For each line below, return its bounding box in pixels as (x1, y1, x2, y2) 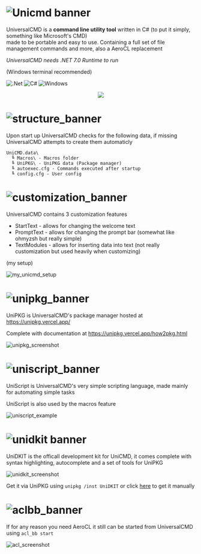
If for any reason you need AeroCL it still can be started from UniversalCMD (6, 523, 193, 530)
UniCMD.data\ (6, 150, 39, 156)
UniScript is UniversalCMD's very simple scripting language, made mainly (6, 382, 188, 389)
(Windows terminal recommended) (6, 68, 92, 75)
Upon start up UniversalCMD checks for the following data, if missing (6, 132, 178, 139)
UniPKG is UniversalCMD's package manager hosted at (6, 312, 143, 319)
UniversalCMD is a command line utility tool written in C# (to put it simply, (6, 26, 191, 33)
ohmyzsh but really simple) (14, 234, 82, 242)
